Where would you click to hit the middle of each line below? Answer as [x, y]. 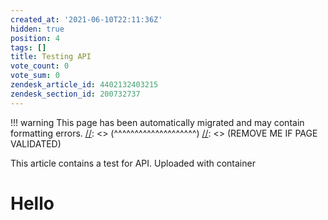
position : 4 [35, 38]
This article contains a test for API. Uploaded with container [133, 163]
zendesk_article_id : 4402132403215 [84, 85]
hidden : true [37, 29]
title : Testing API [51, 57]
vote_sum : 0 [35, 76]
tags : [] [28, 47]
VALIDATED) [36, 143]
